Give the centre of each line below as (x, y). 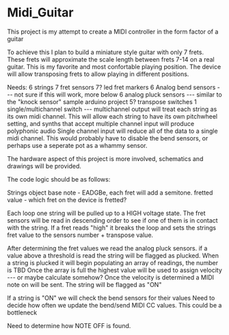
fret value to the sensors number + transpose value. (80, 235)
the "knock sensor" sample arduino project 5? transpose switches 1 (102, 101)
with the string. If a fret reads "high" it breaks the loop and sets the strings (112, 227)
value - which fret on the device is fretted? (67, 199)
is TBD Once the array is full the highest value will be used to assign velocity (114, 270)
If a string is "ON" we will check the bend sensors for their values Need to (111, 298)
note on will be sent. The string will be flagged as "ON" (84, 284)
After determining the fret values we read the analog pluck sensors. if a (107, 248)
